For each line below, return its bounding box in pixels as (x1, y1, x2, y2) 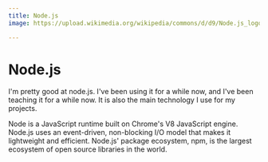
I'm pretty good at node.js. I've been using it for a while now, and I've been (8, 87, 254, 97)
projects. (8, 104, 37, 113)
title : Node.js (8, 11, 59, 20)
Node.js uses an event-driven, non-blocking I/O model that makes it (8, 128, 231, 137)
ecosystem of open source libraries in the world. (8, 144, 167, 154)
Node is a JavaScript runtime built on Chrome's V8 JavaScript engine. (8, 119, 238, 128)
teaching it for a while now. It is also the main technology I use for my (8, 95, 235, 105)
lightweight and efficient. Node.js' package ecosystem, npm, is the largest (8, 136, 253, 146)
